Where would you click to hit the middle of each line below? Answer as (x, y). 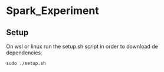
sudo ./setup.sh (26, 63)
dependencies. (24, 53)
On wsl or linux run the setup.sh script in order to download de (82, 46)
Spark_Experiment (53, 11)
